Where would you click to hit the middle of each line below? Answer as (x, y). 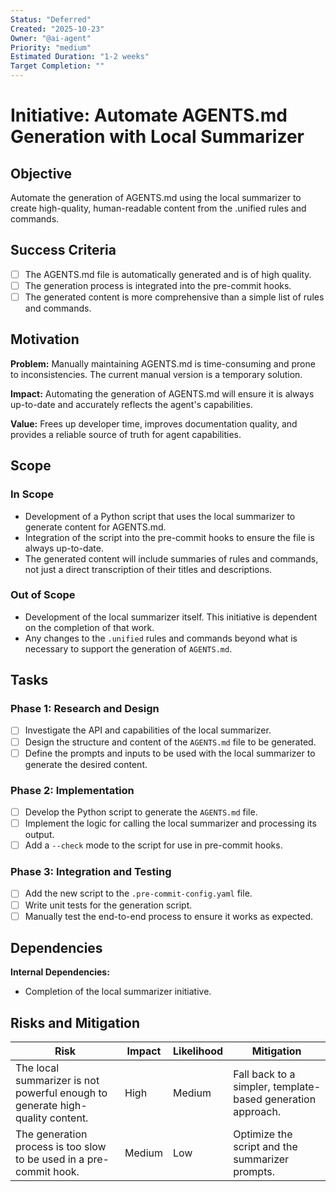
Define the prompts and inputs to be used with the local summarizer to (170, 753)
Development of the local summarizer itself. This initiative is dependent (171, 617)
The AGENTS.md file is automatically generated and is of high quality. (168, 274)
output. (39, 835)
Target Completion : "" (57, 66)
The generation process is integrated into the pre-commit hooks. (158, 285)
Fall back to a (264, 1074)
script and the (265, 1147)
